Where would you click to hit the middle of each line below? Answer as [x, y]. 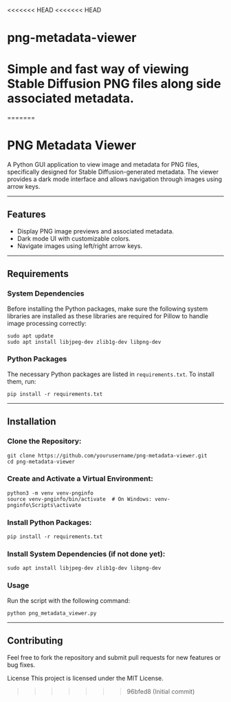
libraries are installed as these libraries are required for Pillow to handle [108, 316]
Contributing [35, 641]
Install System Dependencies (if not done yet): [86, 554]
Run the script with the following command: [69, 600]
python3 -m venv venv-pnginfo [51, 493]
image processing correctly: [47, 323]
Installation [32, 422]
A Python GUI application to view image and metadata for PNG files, [103, 165]
